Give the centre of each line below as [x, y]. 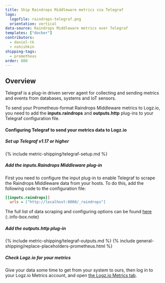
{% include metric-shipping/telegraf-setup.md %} [56, 154]
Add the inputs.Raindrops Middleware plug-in [54, 165]
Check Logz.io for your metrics [38, 258]
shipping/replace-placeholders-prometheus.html [55, 246]
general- [145, 241]
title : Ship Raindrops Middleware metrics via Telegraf [64, 10]
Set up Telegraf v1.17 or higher [37, 141]
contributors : [20, 38]
